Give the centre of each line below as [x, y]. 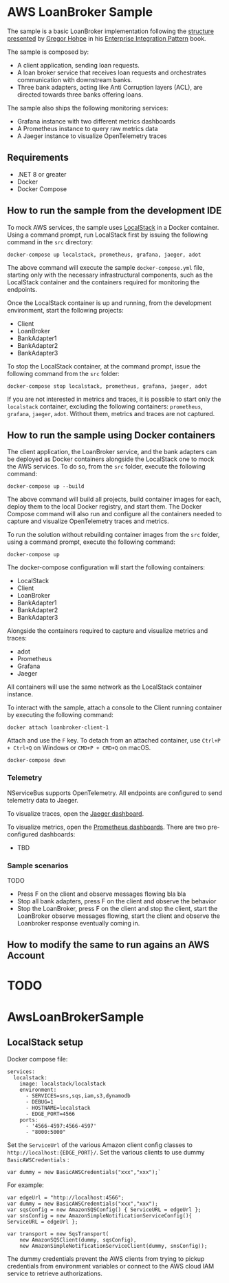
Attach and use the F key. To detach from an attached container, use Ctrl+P [114, 741]
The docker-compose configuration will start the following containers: [106, 567]
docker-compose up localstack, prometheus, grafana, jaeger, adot [104, 255]
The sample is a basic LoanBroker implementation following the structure [111, 31]
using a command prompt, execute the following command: [91, 542]
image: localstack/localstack [63, 1084]
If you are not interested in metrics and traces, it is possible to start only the [114, 399]
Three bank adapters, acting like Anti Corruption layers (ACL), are [110, 87]
